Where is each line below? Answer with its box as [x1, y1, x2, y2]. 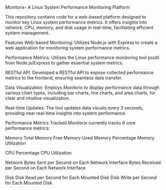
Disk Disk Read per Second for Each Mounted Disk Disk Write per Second [5, 174, 157, 180]
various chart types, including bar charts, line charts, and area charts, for [5, 90, 156, 95]
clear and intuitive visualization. [5, 95, 70, 101]
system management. [5, 30, 50, 35]
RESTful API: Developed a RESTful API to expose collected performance [5, 69, 154, 75]
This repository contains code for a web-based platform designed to [5, 14, 146, 19]
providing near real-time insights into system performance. [5, 110, 126, 116]
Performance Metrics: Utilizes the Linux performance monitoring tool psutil [5, 54, 159, 60]
